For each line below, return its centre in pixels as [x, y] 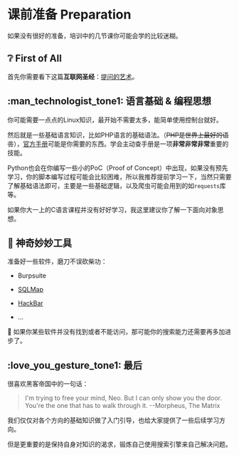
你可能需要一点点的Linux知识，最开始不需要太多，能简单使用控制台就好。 [115, 120]
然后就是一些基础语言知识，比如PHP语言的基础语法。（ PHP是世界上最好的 [115, 135]
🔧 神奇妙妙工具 [40, 243]
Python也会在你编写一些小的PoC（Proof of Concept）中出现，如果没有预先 [118, 167]
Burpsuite [32, 276]
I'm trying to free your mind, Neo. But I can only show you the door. [123, 398]
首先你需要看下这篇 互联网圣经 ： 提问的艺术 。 [73, 76]
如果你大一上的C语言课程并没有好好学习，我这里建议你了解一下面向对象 [113, 209]
